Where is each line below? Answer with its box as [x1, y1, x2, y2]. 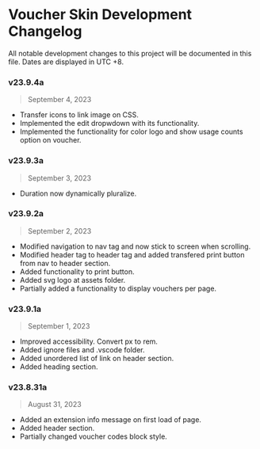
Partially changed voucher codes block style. [19, 432, 168, 441]
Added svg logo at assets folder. [19, 275, 126, 284]
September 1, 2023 [27, 322, 90, 331]
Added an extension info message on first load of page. [19, 415, 202, 424]
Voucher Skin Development [8, 6, 193, 24]
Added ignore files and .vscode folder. [19, 345, 145, 355]
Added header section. [19, 424, 95, 433]
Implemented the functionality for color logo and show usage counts [19, 127, 243, 136]
